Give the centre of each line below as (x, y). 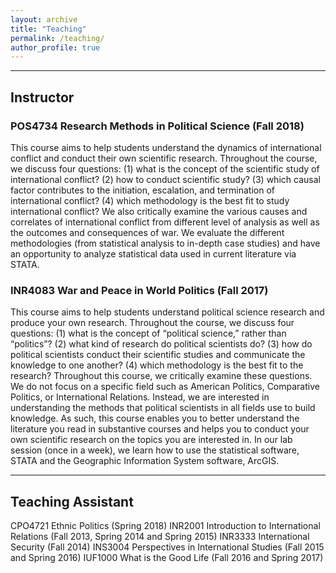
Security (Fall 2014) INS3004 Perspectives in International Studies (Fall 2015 (167, 547)
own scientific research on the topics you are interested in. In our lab (151, 440)
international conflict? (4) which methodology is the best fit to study (150, 200)
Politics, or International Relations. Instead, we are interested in (140, 397)
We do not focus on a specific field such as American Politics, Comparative (165, 387)
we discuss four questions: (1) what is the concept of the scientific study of (165, 168)
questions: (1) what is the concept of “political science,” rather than (148, 333)
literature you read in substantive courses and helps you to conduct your (160, 429)
